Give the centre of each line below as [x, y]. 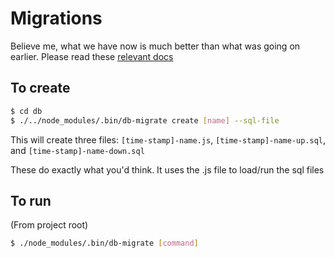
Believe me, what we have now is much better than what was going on [155, 46]
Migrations [56, 18]
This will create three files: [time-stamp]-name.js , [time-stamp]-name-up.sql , [168, 139]
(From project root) [49, 225]
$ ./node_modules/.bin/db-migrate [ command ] [104, 243]
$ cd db [26, 111]
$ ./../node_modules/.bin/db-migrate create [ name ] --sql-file [145, 120]
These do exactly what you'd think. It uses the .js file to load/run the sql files [167, 169]
